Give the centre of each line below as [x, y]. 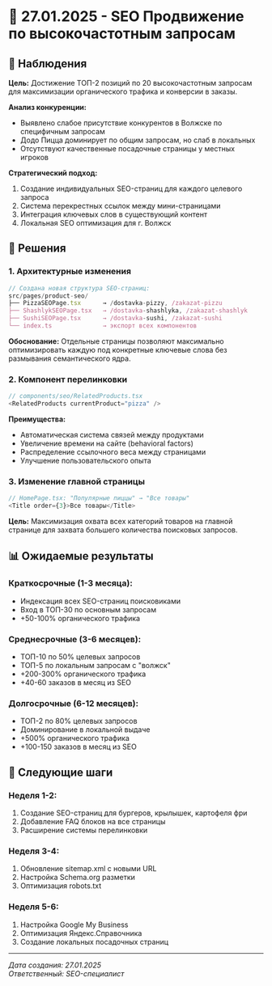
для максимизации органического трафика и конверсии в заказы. [123, 91]
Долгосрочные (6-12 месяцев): [74, 703]
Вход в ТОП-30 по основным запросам [88, 609]
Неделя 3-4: [34, 851]
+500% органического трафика [74, 738]
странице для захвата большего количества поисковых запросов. [123, 530]
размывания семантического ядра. [70, 358]
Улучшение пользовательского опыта [85, 460]
